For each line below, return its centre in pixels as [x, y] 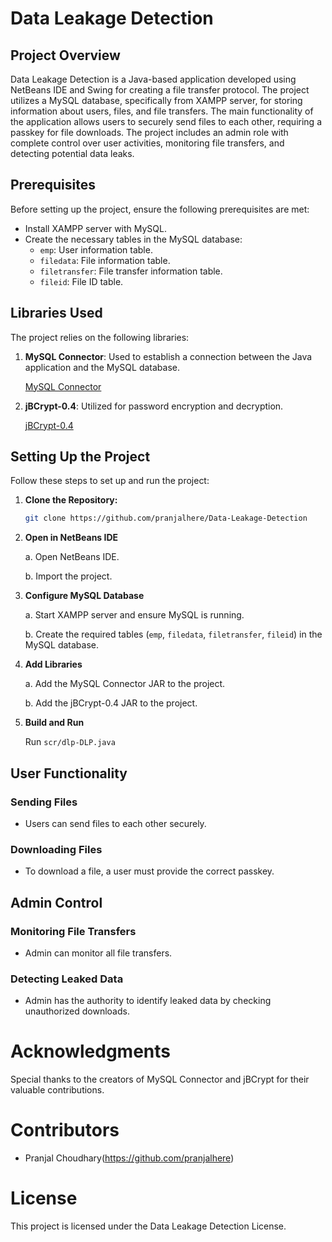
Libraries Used [56, 313]
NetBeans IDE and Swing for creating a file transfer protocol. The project [160, 90]
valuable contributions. [57, 1090]
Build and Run [54, 723]
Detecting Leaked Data [67, 979]
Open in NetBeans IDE [71, 538]
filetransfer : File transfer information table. [131, 271]
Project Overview [65, 55]
